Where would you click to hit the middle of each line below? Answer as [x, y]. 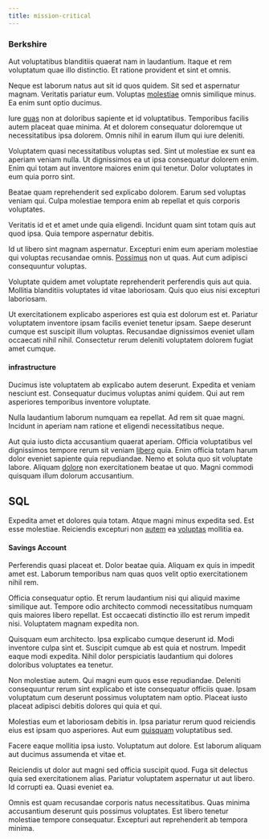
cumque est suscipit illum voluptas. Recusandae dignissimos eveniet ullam [132, 331]
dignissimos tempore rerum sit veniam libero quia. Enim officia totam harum [133, 450]
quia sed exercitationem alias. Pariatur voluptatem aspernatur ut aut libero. [132, 779]
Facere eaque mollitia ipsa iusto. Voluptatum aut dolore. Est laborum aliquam [135, 746]
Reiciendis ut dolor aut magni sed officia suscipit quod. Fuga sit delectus [128, 770]
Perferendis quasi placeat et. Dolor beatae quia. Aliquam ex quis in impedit [132, 566]
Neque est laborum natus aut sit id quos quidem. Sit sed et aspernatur [124, 85]
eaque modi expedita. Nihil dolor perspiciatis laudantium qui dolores [121, 656]
